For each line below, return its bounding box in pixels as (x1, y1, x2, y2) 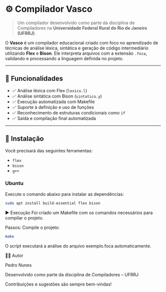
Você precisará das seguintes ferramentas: (5, 147, 93, 153)
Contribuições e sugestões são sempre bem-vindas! (5, 281, 112, 287)
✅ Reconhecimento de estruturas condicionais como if (12, 109, 125, 115)
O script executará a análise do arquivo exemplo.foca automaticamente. (5, 243, 152, 249)
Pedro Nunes (5, 262, 32, 268)
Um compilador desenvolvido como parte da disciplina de (17, 20, 135, 26)
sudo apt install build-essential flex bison (5, 201, 100, 206)
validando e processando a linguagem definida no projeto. (5, 55, 124, 61)
